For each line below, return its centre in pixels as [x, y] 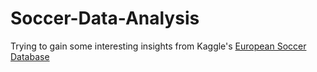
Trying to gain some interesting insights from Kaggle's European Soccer [158, 46]
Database [30, 56]
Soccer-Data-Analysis [105, 18]
